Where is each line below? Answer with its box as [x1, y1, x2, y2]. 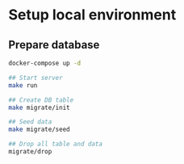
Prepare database [8, 38, 100, 52]
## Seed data [8, 118, 52, 126]
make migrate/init [8, 103, 70, 111]
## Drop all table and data [8, 140, 103, 149]
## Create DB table [8, 95, 74, 104]
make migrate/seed [8, 125, 70, 134]
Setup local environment [8, 6, 177, 24]
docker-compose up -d [8, 59, 82, 67]
